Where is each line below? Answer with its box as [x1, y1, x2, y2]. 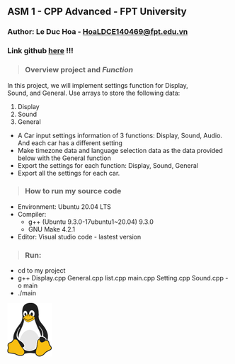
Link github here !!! [7, 46, 74, 56]
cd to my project [17, 266, 66, 275]
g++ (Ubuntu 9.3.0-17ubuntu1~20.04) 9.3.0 [28, 217, 154, 226]
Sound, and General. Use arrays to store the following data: [7, 89, 180, 97]
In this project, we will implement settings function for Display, [7, 81, 189, 89]
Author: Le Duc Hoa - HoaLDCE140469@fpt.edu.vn [7, 27, 188, 37]
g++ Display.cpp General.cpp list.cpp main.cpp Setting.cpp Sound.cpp [17, 274, 224, 283]
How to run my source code [24, 186, 122, 196]
